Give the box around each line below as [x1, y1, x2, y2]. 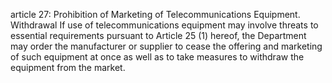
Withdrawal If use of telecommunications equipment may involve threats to [10, 19, 319, 31]
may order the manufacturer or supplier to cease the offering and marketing [10, 40, 323, 52]
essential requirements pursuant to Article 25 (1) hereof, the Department [10, 30, 307, 41]
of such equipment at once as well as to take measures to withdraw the [10, 51, 305, 63]
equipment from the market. [10, 62, 126, 73]
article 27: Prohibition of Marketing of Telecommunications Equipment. [10, 9, 301, 20]
